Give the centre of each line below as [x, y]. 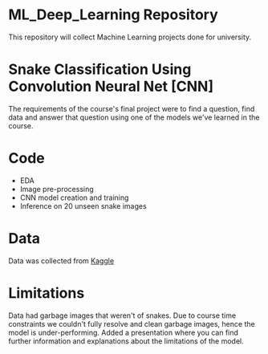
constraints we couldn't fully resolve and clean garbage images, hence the [132, 323]
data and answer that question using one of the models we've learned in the [134, 117]
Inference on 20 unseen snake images [83, 205]
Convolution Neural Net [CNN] [111, 87]
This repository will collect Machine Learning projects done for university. [130, 37]
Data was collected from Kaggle [61, 260]
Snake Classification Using [100, 69]
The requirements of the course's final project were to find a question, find [132, 108]
